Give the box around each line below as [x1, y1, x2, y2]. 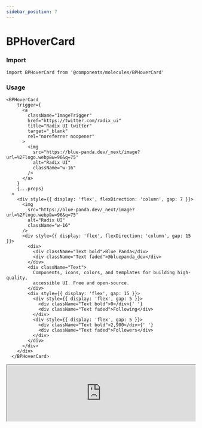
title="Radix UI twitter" [27, 123, 93, 129]
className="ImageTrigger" [27, 113, 93, 119]
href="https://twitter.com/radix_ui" [27, 118, 121, 124]
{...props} [17, 186, 44, 192]
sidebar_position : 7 [6, 8, 58, 15]
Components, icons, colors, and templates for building [32, 270, 175, 276]
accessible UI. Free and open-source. [32, 280, 130, 286]
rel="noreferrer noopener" [27, 133, 95, 139]
